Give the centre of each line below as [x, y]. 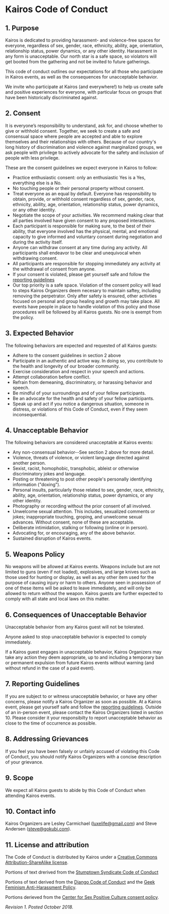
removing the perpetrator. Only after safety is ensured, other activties [85, 296]
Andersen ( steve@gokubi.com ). [38, 829]
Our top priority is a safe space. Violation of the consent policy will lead [87, 285]
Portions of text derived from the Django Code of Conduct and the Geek [80, 882]
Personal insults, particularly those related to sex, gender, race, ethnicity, [88, 490]
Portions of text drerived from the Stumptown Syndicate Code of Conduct [82, 872]
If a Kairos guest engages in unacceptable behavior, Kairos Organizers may [83, 652]
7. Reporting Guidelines [42, 684]
